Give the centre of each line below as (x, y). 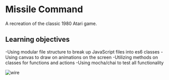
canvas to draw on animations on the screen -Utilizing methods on (88, 57)
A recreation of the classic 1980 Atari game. (51, 23)
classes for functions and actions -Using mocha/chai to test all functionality (84, 63)
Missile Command (44, 9)
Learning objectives (38, 39)
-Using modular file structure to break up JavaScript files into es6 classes (82, 51)
